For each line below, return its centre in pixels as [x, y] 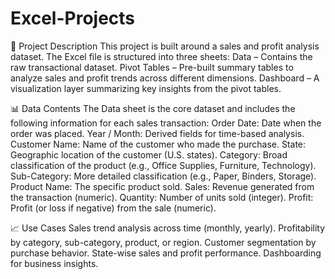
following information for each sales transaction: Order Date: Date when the [166, 123]
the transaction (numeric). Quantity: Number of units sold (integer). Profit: [162, 197]
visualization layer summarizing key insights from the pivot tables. [146, 88]
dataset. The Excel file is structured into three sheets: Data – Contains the [161, 56]
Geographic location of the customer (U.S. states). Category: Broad [149, 154]
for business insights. [54, 263]
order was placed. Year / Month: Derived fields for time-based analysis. [157, 133]
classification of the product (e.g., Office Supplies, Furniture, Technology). [163, 165]
